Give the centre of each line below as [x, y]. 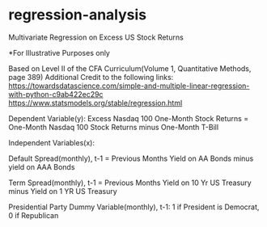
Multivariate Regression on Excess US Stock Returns [96, 37]
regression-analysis [78, 15]
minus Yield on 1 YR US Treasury [63, 191]
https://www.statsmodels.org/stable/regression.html [95, 103]
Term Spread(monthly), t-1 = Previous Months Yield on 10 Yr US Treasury [130, 183]
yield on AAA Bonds [42, 166]
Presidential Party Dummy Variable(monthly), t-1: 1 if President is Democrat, [134, 207]
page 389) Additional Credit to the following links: [91, 77]
